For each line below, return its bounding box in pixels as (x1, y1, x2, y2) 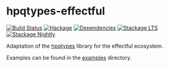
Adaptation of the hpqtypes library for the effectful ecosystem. (6, 42, 164, 49)
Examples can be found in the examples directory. (6, 54, 132, 61)
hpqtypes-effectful (6, 4, 105, 18)
